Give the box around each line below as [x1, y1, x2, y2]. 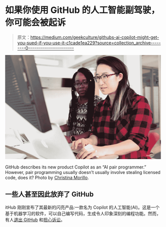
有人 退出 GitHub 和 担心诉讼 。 [5, 217, 65, 223]
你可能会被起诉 [5, 17, 66, 28]
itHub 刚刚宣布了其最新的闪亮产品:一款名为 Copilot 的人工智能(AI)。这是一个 [5, 204, 160, 210]
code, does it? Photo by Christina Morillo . [5, 174, 89, 181]
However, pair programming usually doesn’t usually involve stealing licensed [5, 170, 161, 175]
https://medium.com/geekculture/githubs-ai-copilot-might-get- [30, 34, 160, 40]
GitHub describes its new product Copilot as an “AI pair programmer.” [5, 164, 147, 170]
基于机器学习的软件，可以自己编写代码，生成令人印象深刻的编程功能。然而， [5, 210, 161, 216]
